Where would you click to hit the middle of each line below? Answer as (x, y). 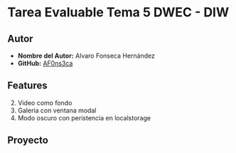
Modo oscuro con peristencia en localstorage (84, 117)
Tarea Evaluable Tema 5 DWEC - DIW (118, 12)
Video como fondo (45, 102)
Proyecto (28, 141)
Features (27, 86)
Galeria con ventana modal (57, 110)
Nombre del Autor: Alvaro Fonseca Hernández (86, 56)
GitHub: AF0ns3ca (45, 63)
